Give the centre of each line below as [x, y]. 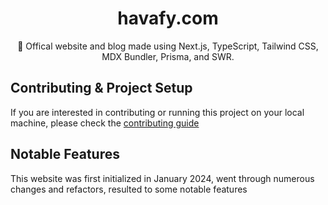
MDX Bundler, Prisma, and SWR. [168, 56]
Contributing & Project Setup [101, 88]
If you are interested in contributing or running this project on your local [157, 112]
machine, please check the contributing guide [105, 123]
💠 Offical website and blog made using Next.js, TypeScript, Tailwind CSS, [168, 46]
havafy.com [168, 18]
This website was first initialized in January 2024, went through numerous [162, 178]
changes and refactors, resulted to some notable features [129, 189]
